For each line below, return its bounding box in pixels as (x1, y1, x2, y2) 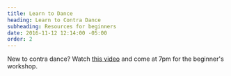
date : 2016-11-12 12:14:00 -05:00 (7, 29, 108, 37)
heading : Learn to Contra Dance (7, 17, 101, 23)
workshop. (7, 62, 38, 70)
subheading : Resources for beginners (7, 23, 117, 30)
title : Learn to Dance (7, 10, 73, 17)
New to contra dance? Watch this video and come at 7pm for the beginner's (7, 55, 224, 63)
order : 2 (7, 36, 33, 43)
